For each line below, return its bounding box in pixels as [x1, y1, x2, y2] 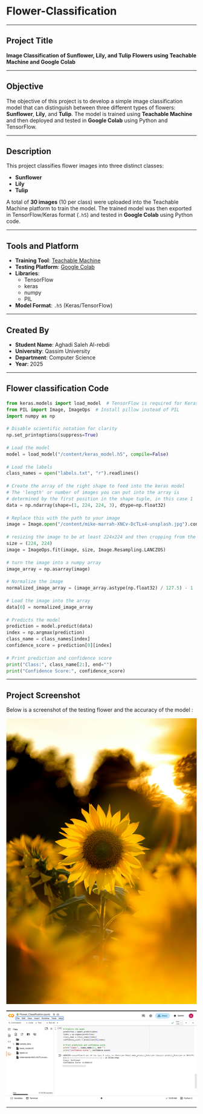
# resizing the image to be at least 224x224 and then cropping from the [6, 534, 196, 540]
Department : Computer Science [14, 354, 95, 361]
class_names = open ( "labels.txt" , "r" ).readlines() [6, 470, 139, 477]
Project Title [6, 36, 53, 46]
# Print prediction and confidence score [6, 655, 112, 661]
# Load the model [6, 445, 50, 451]
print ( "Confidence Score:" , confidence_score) [6, 668, 126, 674]
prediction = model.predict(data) [6, 623, 94, 629]
